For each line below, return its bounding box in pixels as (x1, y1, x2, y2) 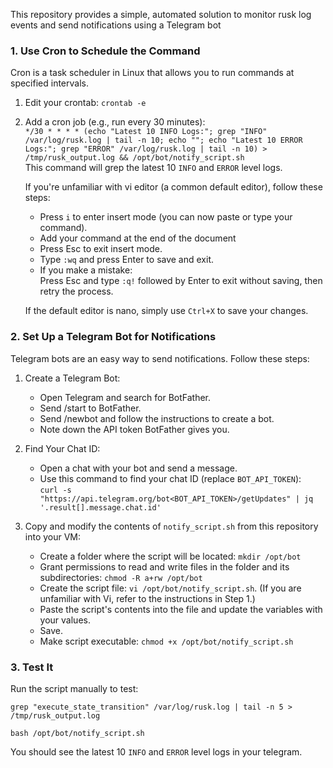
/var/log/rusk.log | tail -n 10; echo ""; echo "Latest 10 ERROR (24, 135, 303, 146)
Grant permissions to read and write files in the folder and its (39, 560, 290, 573)
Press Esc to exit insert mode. (39, 243, 163, 255)
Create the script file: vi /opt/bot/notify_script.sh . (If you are (39, 582, 302, 594)
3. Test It (10, 660, 54, 674)
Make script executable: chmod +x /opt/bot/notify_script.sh (39, 635, 294, 647)
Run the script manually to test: (10, 682, 139, 694)
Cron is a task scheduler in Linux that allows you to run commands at (10, 67, 295, 79)
